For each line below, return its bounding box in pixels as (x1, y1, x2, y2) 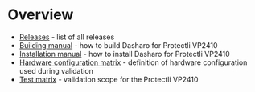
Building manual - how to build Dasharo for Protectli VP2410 (19, 40, 218, 50)
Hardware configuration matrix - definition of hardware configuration (19, 58, 248, 67)
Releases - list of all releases (19, 32, 115, 42)
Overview (7, 6, 74, 24)
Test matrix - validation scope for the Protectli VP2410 (19, 74, 199, 84)
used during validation (19, 66, 94, 75)
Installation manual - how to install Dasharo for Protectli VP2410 (19, 49, 230, 58)
